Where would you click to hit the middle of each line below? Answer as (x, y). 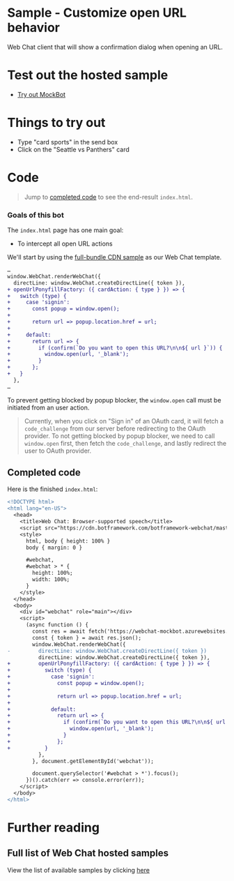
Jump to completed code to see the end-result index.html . (109, 197)
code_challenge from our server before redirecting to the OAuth (115, 428)
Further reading (53, 828)
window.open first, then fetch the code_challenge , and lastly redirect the (125, 443)
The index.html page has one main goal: (65, 230)
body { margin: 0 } (54, 548)
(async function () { (57, 625)
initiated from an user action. (48, 407)
